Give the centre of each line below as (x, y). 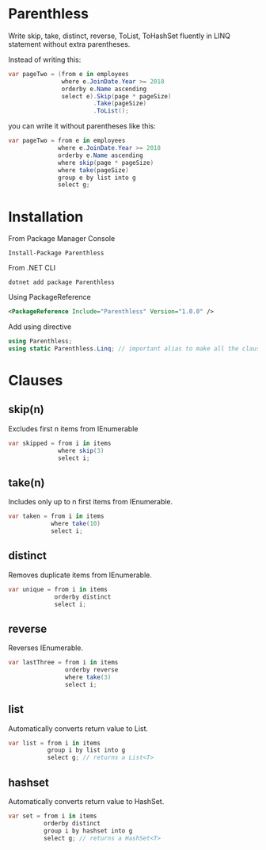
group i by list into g (86, 750)
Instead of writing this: (45, 59)
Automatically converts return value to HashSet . (86, 801)
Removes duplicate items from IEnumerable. (80, 575)
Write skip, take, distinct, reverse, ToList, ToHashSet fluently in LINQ (120, 36)
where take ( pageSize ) (93, 170)
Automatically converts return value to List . (78, 728)
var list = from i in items (55, 743)
